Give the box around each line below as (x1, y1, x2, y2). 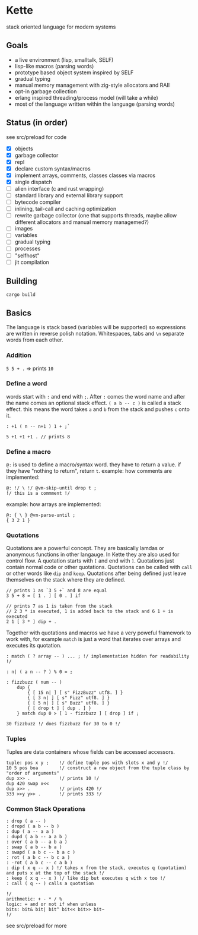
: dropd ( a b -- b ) (6, 823, 60, 829)
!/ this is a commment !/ (6, 491, 70, 497)
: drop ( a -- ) (6, 818, 46, 825)
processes (14, 245, 41, 252)
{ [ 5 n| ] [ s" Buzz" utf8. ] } (27, 700, 110, 706)
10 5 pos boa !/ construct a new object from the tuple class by (6, 765, 190, 771)
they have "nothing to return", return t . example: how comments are (6, 467, 172, 475)
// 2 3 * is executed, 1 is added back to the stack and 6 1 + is (6, 608, 174, 615)
